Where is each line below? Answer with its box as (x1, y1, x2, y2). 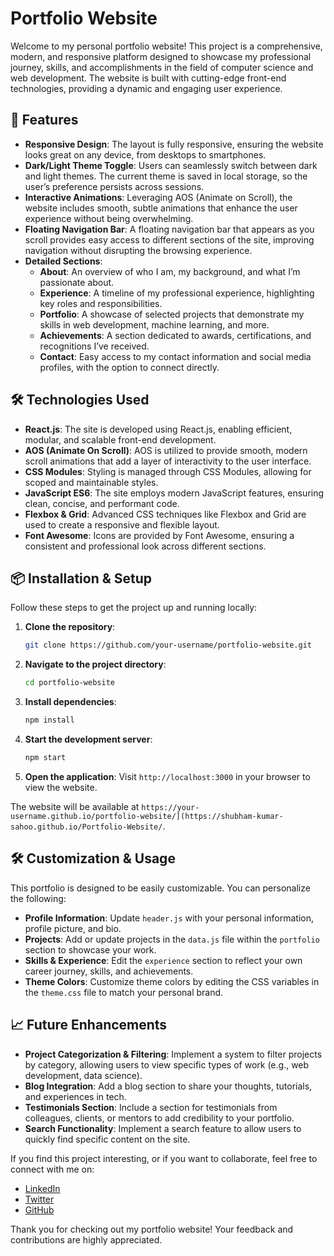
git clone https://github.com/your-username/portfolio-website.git (24, 640, 312, 651)
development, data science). (24, 1069, 143, 1081)
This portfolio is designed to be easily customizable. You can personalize (10, 882, 311, 894)
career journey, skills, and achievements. (24, 965, 194, 977)
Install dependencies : (24, 696, 117, 708)
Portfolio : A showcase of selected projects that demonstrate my (39, 308, 305, 320)
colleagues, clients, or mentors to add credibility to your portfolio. (24, 1112, 295, 1124)
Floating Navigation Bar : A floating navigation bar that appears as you (24, 223, 315, 235)
